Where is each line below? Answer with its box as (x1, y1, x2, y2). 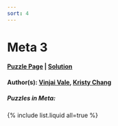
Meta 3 (7, 39, 48, 55)
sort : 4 (7, 10, 29, 17)
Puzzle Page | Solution (7, 62, 73, 71)
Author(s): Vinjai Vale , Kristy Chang (7, 78, 112, 86)
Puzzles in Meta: (7, 94, 56, 102)
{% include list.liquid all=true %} (7, 111, 98, 119)
